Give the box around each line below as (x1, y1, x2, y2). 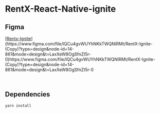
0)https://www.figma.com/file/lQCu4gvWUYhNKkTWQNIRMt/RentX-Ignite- (5, 56, 156, 62)
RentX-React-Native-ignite (5, 3, 116, 15)
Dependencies (5, 90, 50, 98)
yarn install (5, 103, 32, 108)
